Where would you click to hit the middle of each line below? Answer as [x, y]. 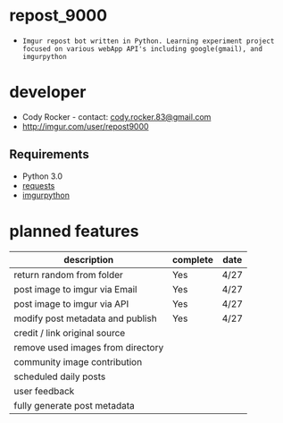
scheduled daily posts [60, 376]
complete [193, 259]
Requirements [49, 154]
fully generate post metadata [75, 405]
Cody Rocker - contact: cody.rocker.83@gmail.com [117, 116]
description [89, 259]
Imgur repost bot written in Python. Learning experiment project [148, 41]
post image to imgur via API [71, 303]
